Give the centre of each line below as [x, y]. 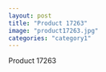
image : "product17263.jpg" [53, 30]
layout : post [30, 16]
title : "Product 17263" [48, 23]
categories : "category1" [50, 38]
